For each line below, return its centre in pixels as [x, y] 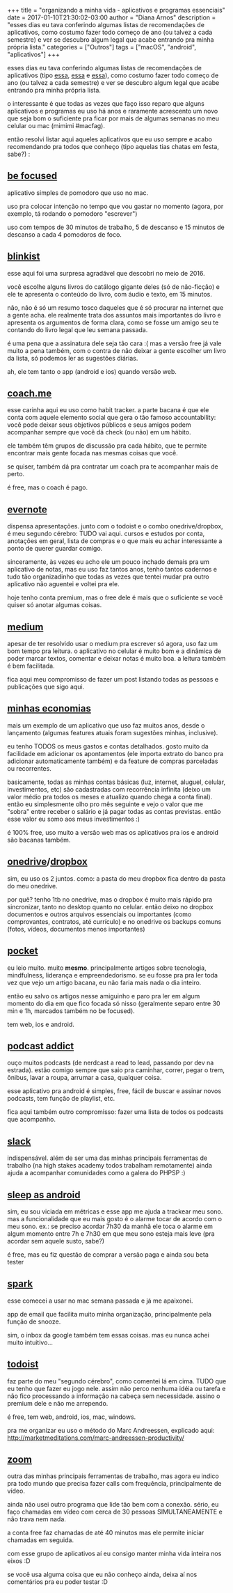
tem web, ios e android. [41, 1024]
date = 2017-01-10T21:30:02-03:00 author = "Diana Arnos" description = [112, 17]
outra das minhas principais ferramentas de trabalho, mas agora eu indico [113, 1476]
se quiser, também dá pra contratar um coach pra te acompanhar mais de [113, 466]
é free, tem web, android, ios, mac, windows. [72, 1417]
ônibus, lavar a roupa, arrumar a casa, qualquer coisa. [85, 1078]
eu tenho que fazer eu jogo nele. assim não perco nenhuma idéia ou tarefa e [116, 1388]
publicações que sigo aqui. [46, 687]
